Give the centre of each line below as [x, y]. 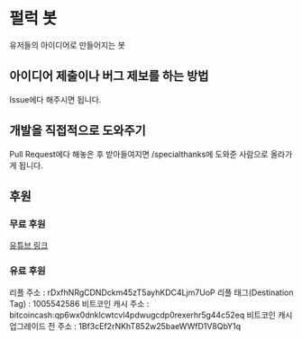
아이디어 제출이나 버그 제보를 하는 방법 [109, 76]
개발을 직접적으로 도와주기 [78, 131]
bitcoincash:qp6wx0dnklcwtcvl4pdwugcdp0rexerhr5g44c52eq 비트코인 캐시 [151, 315]
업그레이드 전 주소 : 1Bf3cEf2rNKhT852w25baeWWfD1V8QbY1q [125, 326]
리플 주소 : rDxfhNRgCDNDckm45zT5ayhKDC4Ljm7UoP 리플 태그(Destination [151, 292]
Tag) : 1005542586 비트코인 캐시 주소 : [79, 303]
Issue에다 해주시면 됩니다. [55, 99]
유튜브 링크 [29, 246]
